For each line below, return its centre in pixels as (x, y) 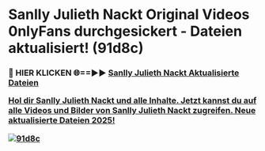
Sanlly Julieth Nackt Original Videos (129, 15)
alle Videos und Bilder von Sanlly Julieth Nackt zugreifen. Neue (132, 111)
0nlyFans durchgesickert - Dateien (125, 31)
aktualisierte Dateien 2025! (62, 120)
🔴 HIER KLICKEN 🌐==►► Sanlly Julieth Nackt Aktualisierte (124, 73)
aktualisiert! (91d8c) (76, 48)
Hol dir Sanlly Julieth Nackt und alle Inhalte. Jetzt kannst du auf (132, 100)
